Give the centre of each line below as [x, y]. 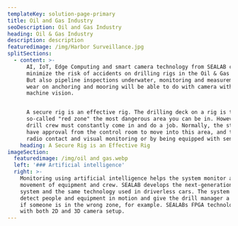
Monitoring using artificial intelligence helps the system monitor [123, 178]
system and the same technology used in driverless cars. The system [125, 192]
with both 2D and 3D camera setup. [73, 211]
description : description [45, 41]
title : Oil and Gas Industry [50, 21]
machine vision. [50, 93]
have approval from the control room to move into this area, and [126, 132]
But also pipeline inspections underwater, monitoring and [115, 80]
